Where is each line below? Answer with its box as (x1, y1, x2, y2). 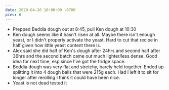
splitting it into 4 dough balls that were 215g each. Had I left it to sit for (12, 69, 159, 75)
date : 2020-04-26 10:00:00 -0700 (5, 7, 76, 13)
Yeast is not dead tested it (12, 79, 67, 86)
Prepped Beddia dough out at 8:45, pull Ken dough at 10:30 (12, 26, 137, 32)
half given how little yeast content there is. (12, 42, 101, 48)
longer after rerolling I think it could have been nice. (12, 74, 120, 80)
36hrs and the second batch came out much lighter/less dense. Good (12, 53, 158, 59)
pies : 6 (5, 12, 22, 17)
